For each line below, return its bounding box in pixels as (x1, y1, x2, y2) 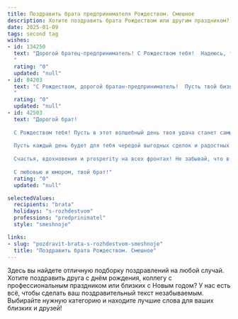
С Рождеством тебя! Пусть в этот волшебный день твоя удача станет (13, 129, 217, 136)
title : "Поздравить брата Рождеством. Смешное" (13, 247, 157, 254)
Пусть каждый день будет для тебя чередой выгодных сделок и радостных (13, 142, 230, 150)
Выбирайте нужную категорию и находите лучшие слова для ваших (7, 296, 214, 305)
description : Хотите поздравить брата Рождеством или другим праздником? (7, 17, 230, 24)
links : (7, 233, 27, 241)
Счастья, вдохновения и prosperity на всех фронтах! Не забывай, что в (13, 155, 230, 163)
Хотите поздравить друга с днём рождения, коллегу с (7, 274, 172, 282)
